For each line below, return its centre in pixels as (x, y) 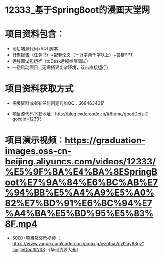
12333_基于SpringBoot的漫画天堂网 (78, 10)
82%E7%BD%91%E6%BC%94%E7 (79, 203)
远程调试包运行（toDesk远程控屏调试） (51, 61)
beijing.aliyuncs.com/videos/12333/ (81, 162)
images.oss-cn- (38, 151)
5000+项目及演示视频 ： (37, 238)
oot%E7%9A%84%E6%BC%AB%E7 (81, 182)
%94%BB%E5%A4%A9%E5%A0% (80, 193)
